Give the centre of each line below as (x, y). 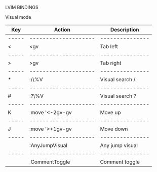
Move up (110, 112)
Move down (114, 129)
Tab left (109, 46)
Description (125, 30)
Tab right (111, 63)
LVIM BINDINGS (22, 7)
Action (62, 30)
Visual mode (18, 17)
